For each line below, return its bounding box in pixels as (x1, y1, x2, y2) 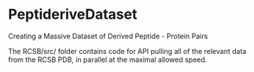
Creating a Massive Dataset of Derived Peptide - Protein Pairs (8, 31, 208, 41)
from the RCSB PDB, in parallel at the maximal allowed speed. (8, 55, 208, 64)
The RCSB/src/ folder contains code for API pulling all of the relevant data (8, 46, 247, 56)
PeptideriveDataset (8, 5, 138, 23)
